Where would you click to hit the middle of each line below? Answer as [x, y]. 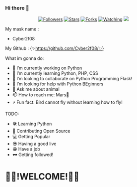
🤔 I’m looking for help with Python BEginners [58, 84]
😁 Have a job [26, 149]
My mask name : [22, 29]
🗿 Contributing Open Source [41, 131]
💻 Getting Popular [31, 137]
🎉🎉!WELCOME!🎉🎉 [42, 177]
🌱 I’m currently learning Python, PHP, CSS [55, 73]
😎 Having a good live [34, 144]
